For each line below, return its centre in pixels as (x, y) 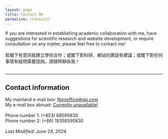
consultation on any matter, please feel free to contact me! (65, 44)
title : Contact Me (24, 14)
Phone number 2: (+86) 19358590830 (44, 121)
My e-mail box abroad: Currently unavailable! (52, 105)
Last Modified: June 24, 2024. (36, 131)
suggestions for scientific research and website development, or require (79, 38)
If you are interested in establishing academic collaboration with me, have (81, 33)
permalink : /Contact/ (28, 19)
